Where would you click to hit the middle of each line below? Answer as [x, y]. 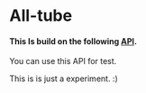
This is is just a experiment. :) [64, 79]
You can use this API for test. [63, 61]
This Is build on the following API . [73, 41]
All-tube [41, 16]
